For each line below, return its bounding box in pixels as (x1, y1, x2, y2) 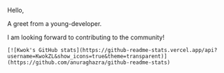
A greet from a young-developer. (7, 20, 102, 27)
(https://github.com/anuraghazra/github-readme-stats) (7, 59, 171, 66)
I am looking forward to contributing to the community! (7, 33, 165, 41)
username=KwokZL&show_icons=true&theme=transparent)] (7, 53, 168, 60)
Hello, (7, 6, 24, 14)
